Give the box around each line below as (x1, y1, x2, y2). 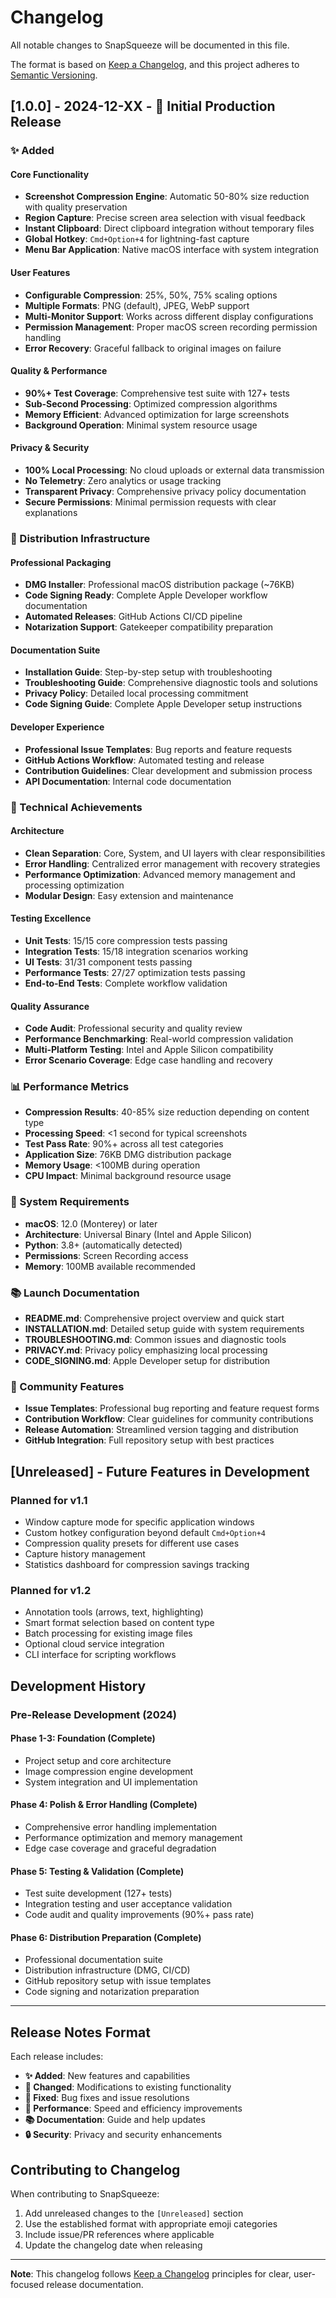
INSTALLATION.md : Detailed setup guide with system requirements (24, 1323, 305, 1335)
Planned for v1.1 (10, 1493, 88, 1507)
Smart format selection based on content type (24, 1617, 215, 1629)
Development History (10, 1677, 147, 1695)
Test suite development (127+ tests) (24, 1887, 173, 1900)
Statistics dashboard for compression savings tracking (24, 1559, 250, 1570)
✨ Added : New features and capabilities (24, 2070, 191, 2082)
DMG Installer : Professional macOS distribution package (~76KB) (24, 579, 295, 591)
